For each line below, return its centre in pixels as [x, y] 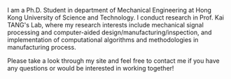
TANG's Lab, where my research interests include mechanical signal [106, 25]
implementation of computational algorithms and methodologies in [103, 40]
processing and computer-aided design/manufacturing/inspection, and [110, 32]
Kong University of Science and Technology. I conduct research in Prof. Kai [116, 17]
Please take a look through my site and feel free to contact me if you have [113, 61]
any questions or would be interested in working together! [91, 68]
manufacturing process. [42, 47]
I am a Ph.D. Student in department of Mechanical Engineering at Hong [110, 10]
